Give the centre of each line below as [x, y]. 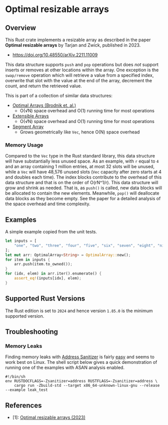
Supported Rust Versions [45, 299]
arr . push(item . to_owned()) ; [43, 264]
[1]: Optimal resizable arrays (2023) [49, 417]
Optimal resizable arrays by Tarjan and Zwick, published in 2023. [73, 45]
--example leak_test [27, 390]
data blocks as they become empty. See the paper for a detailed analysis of [83, 199]
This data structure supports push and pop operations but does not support [82, 64]
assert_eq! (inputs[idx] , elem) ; [48, 278]
